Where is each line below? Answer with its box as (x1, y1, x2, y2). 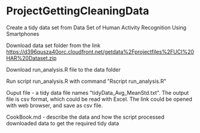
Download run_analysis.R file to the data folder (6, 66, 121, 73)
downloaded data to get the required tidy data (6, 119, 119, 126)
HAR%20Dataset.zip (6, 54, 57, 61)
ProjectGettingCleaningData (6, 4, 149, 18)
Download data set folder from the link (6, 42, 101, 49)
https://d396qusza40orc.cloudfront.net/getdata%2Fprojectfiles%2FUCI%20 (6, 48, 195, 55)
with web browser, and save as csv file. (6, 101, 103, 109)
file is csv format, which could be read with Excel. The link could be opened (6, 95, 192, 103)
